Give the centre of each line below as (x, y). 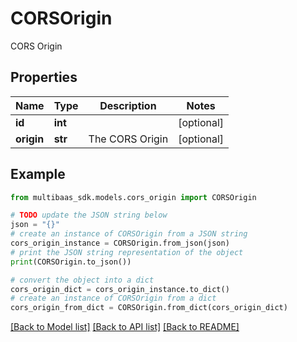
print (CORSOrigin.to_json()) (71, 262)
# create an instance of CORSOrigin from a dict (113, 298)
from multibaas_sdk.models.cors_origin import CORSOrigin (133, 197)
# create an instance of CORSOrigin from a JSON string (129, 234)
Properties (44, 77)
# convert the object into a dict (82, 280)
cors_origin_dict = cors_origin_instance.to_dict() (120, 289)
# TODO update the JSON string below (89, 215)
